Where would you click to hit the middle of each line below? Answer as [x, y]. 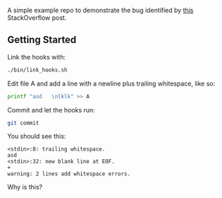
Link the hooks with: [36, 57]
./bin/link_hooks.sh [38, 70]
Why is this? [25, 187]
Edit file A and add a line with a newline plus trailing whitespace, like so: [111, 83]
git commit [23, 123]
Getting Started [42, 40]
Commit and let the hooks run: [51, 110]
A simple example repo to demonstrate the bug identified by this [100, 10]
